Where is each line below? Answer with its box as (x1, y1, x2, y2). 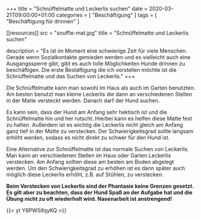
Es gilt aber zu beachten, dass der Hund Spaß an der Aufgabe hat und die (6, 189, 193, 196)
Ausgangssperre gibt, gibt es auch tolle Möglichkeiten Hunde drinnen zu (6, 60, 185, 67)
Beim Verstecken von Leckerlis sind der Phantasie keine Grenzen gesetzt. (6, 182, 194, 190)
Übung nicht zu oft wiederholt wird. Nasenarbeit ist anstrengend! (6, 195, 172, 202)
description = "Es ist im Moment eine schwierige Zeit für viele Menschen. (6, 47, 188, 54)
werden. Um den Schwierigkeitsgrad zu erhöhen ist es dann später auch (6, 164, 185, 172)
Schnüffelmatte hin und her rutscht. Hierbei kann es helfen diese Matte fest (6, 115, 192, 122)
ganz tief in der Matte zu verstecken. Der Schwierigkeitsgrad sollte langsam (6, 128, 194, 135)
